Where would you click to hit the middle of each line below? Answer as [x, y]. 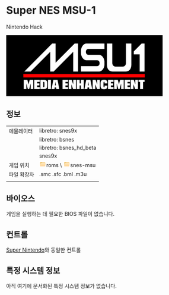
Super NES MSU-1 [51, 10]
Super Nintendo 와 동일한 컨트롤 [44, 250]
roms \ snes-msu [71, 165]
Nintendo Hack [24, 27]
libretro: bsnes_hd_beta [68, 147]
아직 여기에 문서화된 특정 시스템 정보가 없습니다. [62, 285]
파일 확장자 [21, 174]
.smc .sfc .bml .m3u [63, 174]
